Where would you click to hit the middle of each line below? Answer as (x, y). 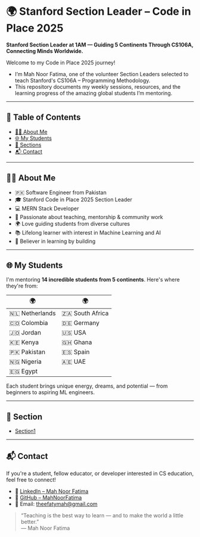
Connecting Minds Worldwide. (45, 51)
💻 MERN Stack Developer (47, 208)
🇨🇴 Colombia (29, 323)
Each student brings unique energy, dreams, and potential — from (87, 386)
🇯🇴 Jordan (25, 333)
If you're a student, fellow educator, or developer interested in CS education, (100, 473)
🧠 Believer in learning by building (55, 241)
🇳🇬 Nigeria (25, 362)
